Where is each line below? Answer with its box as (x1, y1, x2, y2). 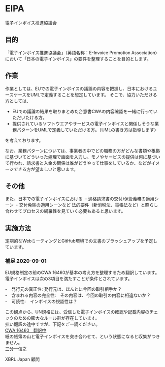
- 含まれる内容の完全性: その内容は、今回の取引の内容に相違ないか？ (5, 292, 151, 298)
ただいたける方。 (12, 114, 47, 121)
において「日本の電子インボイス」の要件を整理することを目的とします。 (5, 56, 151, 61)
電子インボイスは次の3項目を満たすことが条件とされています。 (5, 276, 132, 282)
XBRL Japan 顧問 (5, 356, 40, 362)
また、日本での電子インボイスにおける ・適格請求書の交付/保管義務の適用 (5, 196, 155, 202)
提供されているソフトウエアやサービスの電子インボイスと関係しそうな (12, 121, 155, 126)
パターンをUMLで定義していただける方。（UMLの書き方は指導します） (16, 126, 159, 133)
